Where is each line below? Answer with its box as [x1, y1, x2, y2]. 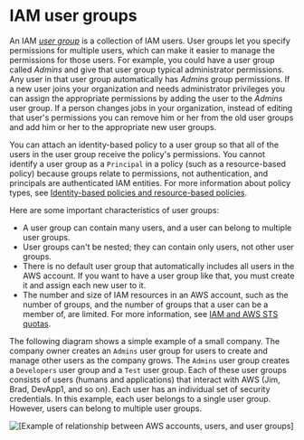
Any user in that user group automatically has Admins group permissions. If [9, 73, 290, 84]
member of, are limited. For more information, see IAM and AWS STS [22, 308, 279, 319]
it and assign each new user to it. [22, 279, 147, 290]
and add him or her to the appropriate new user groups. [9, 121, 217, 132]
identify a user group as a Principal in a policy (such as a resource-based [9, 158, 287, 169]
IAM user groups [9, 5, 138, 26]
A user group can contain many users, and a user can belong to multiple [22, 222, 292, 233]
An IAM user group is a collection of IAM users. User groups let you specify [9, 35, 291, 46]
